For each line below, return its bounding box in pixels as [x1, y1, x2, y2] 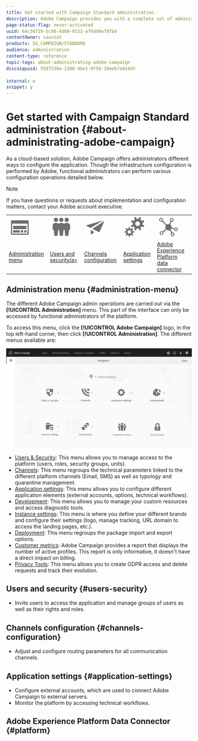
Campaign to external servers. [14, 693, 88, 700]
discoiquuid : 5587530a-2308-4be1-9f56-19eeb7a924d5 [6, 66, 136, 71]
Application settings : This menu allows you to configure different [14, 485, 172, 492]
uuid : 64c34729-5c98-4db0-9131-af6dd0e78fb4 [6, 28, 117, 34]
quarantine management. [14, 479, 76, 486]
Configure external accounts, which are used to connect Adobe [14, 687, 169, 694]
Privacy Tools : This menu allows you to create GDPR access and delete [14, 560, 188, 567]
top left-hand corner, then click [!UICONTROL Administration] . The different [6, 331, 192, 338]
